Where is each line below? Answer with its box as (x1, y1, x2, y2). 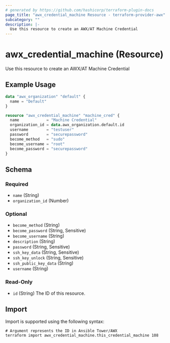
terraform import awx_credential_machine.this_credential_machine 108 (5, 333, 159, 338)
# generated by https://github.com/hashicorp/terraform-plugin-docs (5, 7, 154, 13)
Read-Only (5, 278, 33, 286)
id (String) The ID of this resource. (12, 290, 86, 296)
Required (5, 180, 29, 188)
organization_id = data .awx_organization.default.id (10, 123, 125, 128)
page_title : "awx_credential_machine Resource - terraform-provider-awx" (5, 12, 166, 17)
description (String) (12, 238, 55, 245)
